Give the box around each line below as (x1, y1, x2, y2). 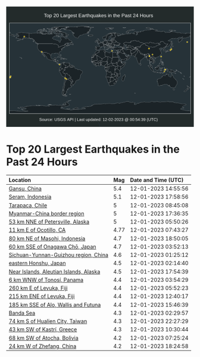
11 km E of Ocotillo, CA (8, 226, 66, 234)
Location (8, 176, 32, 184)
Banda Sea (8, 309, 36, 316)
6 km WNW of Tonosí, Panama (8, 276, 84, 283)
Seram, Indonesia (8, 193, 52, 200)
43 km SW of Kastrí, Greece (8, 326, 77, 333)
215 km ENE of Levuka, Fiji (8, 293, 75, 300)
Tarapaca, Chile (8, 201, 48, 209)
